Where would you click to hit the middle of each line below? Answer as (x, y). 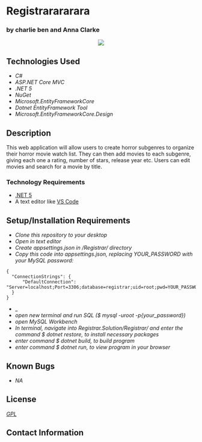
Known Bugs (31, 366)
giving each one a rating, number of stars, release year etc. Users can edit (98, 160)
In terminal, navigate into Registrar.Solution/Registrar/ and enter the (99, 328)
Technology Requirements (46, 183)
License (21, 400)
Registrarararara (48, 11)
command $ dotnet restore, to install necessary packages (87, 335)
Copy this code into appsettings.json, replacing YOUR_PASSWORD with (104, 254)
